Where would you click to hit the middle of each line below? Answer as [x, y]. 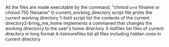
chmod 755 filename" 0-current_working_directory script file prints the [79, 12]
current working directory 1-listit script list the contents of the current [77, 18]
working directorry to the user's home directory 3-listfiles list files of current [85, 28]
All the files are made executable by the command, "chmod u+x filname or [82, 7]
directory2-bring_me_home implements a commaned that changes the [79, 23]
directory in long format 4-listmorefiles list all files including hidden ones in [83, 34]
